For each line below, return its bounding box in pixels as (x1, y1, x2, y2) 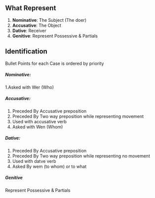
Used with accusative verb (12, 118, 67, 124)
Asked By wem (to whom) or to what (12, 163, 87, 169)
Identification (5, 47, 48, 56)
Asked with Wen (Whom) (12, 124, 63, 130)
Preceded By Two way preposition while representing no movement (12, 153, 151, 159)
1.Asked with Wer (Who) (5, 84, 54, 90)
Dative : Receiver (12, 27, 46, 34)
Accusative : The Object (12, 22, 62, 28)
